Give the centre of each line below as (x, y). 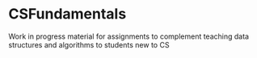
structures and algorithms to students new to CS (89, 44)
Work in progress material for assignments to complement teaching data (128, 36)
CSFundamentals (67, 14)
